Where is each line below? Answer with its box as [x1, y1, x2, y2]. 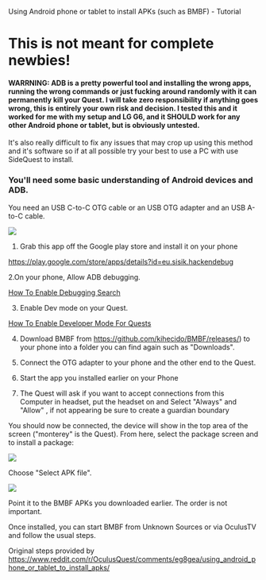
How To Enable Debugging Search [8, 288, 121, 297]
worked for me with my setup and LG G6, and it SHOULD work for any [8, 111, 241, 122]
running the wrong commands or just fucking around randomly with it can [8, 87, 256, 96]
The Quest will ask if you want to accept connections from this [19, 389, 225, 398]
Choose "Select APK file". [8, 468, 92, 478]
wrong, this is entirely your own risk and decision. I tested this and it [8, 103, 238, 113]
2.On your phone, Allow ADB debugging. [8, 272, 141, 281]
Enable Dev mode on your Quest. [19, 303, 129, 312]
